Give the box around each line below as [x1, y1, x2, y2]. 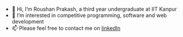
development [11, 18, 44, 25]
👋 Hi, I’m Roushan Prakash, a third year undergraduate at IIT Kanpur [11, 6, 177, 12]
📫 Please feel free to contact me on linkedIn [11, 25, 121, 32]
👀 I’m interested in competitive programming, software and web [11, 12, 167, 19]
